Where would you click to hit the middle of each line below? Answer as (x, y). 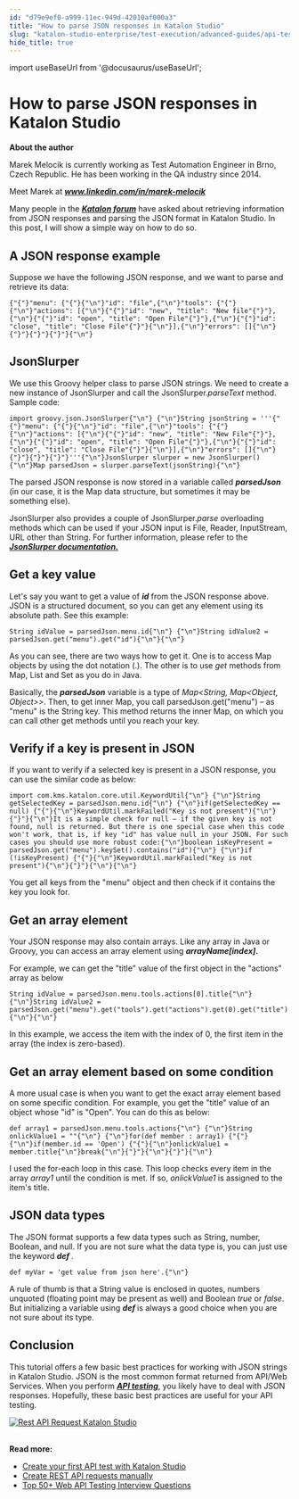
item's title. (29, 1188)
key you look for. (40, 892)
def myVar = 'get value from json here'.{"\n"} (99, 1272)
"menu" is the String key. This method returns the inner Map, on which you (146, 711)
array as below (36, 978)
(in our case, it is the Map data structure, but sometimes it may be (130, 491)
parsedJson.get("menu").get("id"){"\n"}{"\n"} (97, 639)
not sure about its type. (52, 1317)
